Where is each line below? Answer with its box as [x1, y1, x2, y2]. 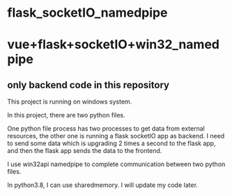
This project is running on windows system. [7, 97, 132, 106]
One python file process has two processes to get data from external [7, 124, 206, 133]
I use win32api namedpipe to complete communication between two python [7, 160, 226, 168]
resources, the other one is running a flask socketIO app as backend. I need [7, 132, 225, 140]
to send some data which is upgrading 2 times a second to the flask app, [7, 139, 216, 147]
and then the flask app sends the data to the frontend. [7, 147, 162, 155]
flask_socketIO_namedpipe [7, 5, 168, 21]
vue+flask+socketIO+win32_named [7, 37, 219, 53]
